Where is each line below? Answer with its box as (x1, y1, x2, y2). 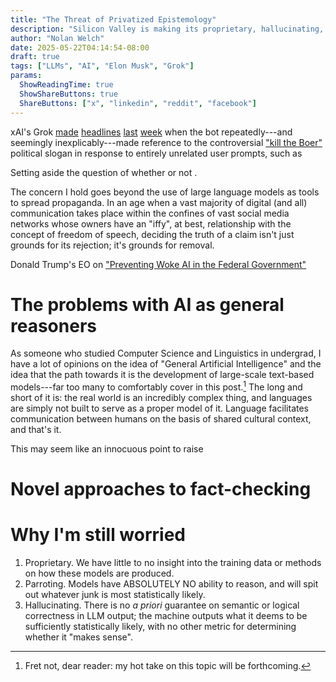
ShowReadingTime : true (19, 80, 114, 90)
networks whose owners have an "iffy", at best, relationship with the (10, 217, 292, 230)
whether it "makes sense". (24, 631, 133, 643)
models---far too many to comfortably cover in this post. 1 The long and (10, 379, 303, 393)
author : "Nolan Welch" (10, 33, 105, 43)
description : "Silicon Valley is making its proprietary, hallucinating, (10, 24, 325, 34)
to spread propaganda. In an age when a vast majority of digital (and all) (10, 196, 308, 208)
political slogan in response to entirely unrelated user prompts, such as (10, 147, 303, 159)
